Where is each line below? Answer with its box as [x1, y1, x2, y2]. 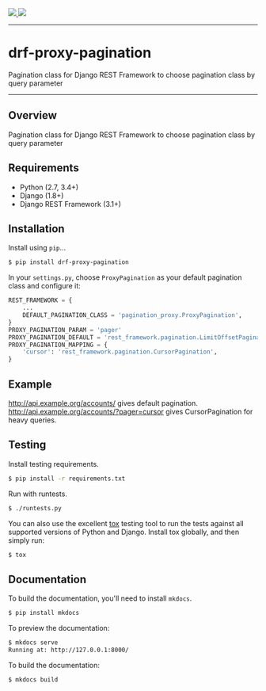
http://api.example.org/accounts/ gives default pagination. [8, 398, 198, 407]
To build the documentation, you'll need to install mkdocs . [8, 594, 192, 603]
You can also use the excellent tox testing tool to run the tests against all [8, 518, 244, 528]
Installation [8, 222, 65, 235]
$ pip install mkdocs [8, 609, 80, 617]
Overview [8, 109, 58, 122]
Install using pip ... [8, 243, 66, 253]
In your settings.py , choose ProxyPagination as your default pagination [8, 273, 242, 282]
